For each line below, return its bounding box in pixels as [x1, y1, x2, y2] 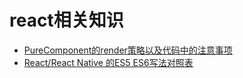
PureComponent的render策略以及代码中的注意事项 [23, 44, 233, 56]
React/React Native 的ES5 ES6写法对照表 [23, 56, 194, 68]
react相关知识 [9, 9, 124, 32]
